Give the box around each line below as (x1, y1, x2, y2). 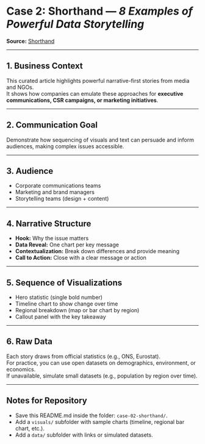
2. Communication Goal (6, 120, 98, 131)
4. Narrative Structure (6, 218, 92, 229)
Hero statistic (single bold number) (15, 294, 103, 301)
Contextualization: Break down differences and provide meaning (15, 248, 180, 255)
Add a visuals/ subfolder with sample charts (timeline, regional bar (15, 418, 185, 425)
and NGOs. (6, 84, 34, 91)
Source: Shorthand (6, 37, 55, 45)
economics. (6, 365, 36, 373)
